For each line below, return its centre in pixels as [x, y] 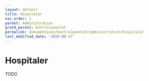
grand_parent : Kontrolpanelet [36, 28]
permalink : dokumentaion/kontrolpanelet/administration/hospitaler [75, 32]
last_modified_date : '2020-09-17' [40, 37]
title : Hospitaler [24, 14]
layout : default [21, 9]
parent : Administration [29, 23]
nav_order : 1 [18, 18]
